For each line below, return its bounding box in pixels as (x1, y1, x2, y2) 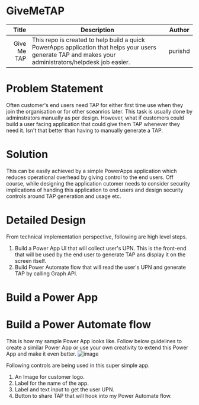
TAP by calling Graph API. (14, 269, 78, 277)
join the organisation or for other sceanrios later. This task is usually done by (6, 108, 193, 115)
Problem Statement (6, 82, 104, 96)
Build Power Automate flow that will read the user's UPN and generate (14, 263, 187, 271)
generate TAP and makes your (31, 51, 116, 59)
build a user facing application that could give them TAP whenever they (6, 120, 181, 127)
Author (169, 26, 190, 34)
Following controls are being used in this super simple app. (6, 362, 150, 369)
